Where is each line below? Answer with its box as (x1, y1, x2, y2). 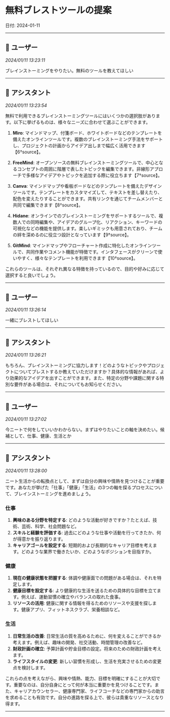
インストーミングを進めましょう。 (22, 490, 94, 496)
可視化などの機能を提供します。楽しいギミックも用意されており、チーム (12, 225, 163, 231)
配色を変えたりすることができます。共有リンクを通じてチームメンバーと (12, 195, 163, 201)
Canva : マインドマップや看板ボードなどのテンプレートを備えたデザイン (12, 183, 162, 189)
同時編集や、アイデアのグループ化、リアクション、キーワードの (30, 219, 163, 225)
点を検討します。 (12, 664, 48, 670)
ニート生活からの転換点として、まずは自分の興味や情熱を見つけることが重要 (5, 478, 164, 484)
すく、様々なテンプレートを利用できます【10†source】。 (21, 255, 138, 261)
